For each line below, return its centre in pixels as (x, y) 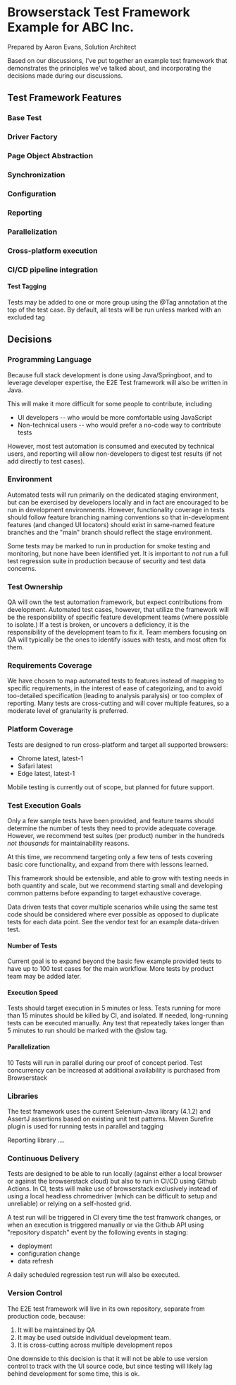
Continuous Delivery (43, 1158)
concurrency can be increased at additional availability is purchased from (114, 1070)
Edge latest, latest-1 (46, 773)
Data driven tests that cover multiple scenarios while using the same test (113, 907)
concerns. (22, 568)
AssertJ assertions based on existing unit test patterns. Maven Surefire (110, 1119)
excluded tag (26, 317)
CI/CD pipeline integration (53, 269)
